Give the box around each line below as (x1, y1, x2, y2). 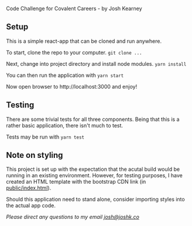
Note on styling (6, 150, 63, 160)
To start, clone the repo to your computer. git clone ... (6, 49, 142, 56)
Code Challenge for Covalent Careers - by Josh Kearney (6, 5, 142, 12)
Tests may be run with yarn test (6, 133, 85, 140)
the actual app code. (6, 202, 56, 209)
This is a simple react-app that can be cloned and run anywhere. (6, 38, 162, 45)
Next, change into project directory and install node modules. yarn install (6, 60, 187, 67)
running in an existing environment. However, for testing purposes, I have (6, 172, 183, 179)
